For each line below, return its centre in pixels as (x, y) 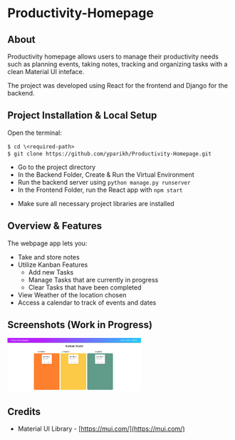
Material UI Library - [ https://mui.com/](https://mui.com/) (101, 429)
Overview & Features (54, 226)
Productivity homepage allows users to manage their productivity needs (113, 56)
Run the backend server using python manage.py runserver (104, 182)
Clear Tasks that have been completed (85, 287)
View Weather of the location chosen (72, 295)
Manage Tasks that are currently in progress (93, 280)
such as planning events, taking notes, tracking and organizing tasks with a (117, 64)
